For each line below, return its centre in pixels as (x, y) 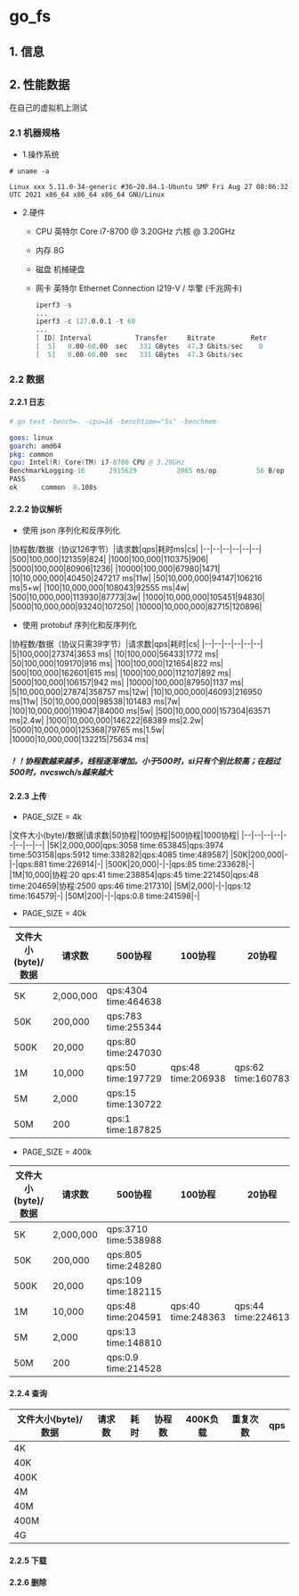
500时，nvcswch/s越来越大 (61, 772)
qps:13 (121, 1331)
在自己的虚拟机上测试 (48, 108)
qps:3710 (127, 1228)
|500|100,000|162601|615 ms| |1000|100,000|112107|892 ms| (120, 673)
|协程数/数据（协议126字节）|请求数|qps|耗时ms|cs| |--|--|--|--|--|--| (136, 550)
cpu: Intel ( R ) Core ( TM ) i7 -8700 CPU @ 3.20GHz (97, 463)
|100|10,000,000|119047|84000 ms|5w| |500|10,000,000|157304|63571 (140, 711)
